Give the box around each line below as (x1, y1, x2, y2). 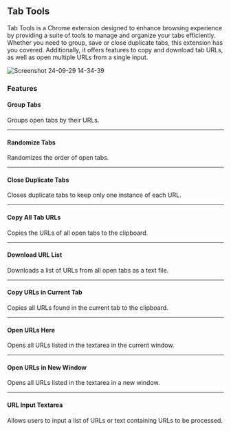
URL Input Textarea (7, 401, 63, 409)
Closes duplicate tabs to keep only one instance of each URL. (7, 191, 181, 199)
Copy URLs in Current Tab (7, 288, 82, 297)
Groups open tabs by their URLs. (7, 116, 100, 124)
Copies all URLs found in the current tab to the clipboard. (7, 303, 168, 312)
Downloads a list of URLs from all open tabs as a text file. (7, 266, 169, 274)
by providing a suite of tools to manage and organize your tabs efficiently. (7, 31, 216, 39)
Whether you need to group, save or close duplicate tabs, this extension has (7, 38, 223, 47)
